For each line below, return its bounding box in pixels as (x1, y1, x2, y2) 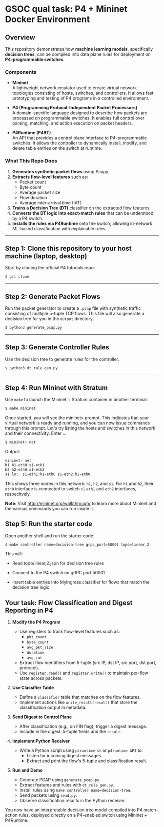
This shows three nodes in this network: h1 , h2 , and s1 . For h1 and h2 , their (5, 481, 154, 486)
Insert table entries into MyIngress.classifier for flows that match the (12, 579, 150, 585)
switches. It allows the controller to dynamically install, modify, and (12, 140, 147, 146)
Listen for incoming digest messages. (26, 753, 102, 759)
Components (5, 68, 37, 75)
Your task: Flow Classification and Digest (5, 599, 133, 607)
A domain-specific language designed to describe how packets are (12, 110, 147, 116)
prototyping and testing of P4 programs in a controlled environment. (12, 95, 150, 101)
